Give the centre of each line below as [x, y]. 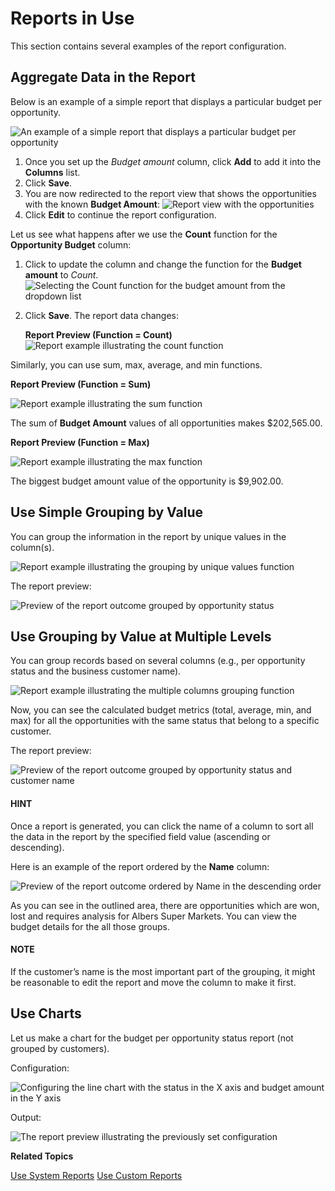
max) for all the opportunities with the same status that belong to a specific [165, 721]
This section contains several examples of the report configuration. [148, 46]
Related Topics [42, 1156]
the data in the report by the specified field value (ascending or [140, 836]
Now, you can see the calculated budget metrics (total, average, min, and [161, 710]
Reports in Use [72, 18]
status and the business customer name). [96, 671]
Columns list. [52, 172]
